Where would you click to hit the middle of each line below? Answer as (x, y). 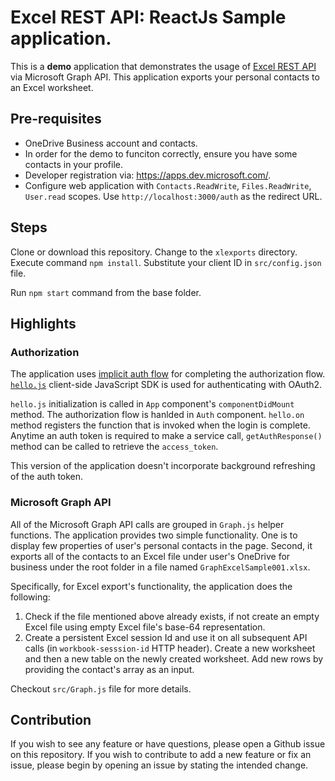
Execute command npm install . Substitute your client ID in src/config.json (166, 262)
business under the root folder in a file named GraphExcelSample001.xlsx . (160, 567)
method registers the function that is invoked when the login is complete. (160, 425)
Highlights (43, 323)
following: (30, 597)
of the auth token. (47, 477)
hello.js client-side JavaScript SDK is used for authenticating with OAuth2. (166, 385)
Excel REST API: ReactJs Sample (148, 17)
